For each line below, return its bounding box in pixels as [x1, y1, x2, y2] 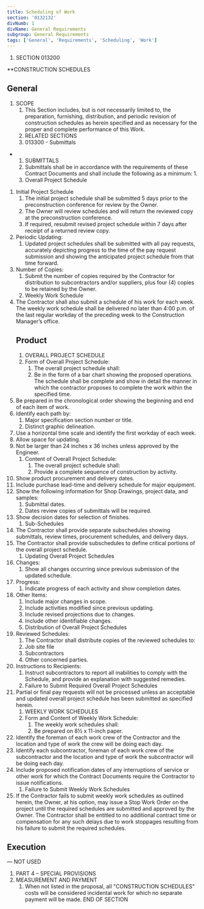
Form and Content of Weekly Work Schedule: [24, 714, 139, 721]
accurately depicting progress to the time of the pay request [24, 246, 176, 254]
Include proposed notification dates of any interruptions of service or [15, 766, 189, 773]
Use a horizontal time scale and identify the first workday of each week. [15, 429, 197, 437]
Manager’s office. [15, 318, 60, 325]
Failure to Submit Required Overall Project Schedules [24, 682, 158, 689]
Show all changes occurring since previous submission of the [24, 565, 180, 572]
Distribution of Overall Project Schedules [24, 623, 127, 631]
